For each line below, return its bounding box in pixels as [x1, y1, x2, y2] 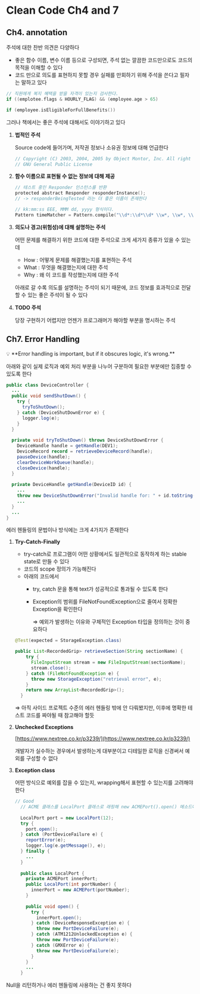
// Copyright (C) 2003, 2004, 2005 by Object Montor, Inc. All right [14, 155, 192, 161]
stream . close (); [30, 665, 71, 671]
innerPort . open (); [36, 915, 82, 921]
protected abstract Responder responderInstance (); [14, 190, 146, 197]
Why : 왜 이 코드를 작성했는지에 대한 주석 [23, 271, 119, 278]
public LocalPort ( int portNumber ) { [26, 881, 117, 887]
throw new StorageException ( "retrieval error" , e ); [30, 676, 162, 682]
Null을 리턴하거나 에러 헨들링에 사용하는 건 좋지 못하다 [6, 981, 132, 989]
